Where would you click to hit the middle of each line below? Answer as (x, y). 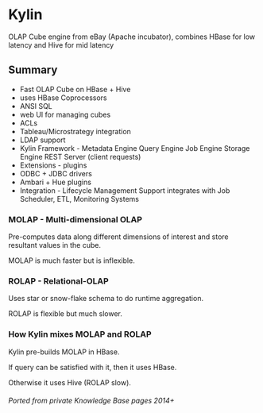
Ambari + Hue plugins (55, 182)
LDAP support (43, 140)
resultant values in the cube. (55, 245)
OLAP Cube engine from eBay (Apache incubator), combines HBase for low (132, 37)
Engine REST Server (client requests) (80, 156)
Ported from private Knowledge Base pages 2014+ (91, 401)
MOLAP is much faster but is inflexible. (72, 261)
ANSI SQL (36, 106)
